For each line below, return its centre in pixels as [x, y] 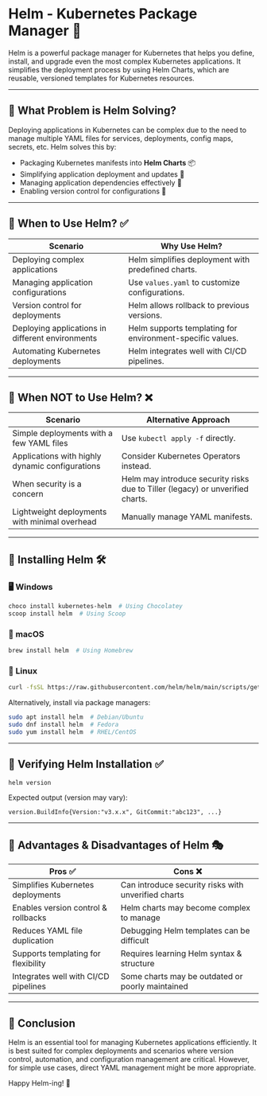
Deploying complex [48, 259]
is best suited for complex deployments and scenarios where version [121, 1051]
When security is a [47, 484]
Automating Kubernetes [56, 351]
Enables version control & [60, 908]
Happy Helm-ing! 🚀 [40, 1083]
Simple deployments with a [63, 433]
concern [28, 494]
